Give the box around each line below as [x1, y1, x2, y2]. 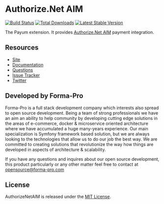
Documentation [12, 61, 44, 67]
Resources [5, 43, 39, 52]
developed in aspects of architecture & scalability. [5, 146, 106, 152]
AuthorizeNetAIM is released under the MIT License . [5, 194, 111, 200]
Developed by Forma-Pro [5, 92, 83, 100]
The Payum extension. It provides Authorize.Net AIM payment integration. [5, 29, 155, 35]
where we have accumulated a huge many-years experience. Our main [5, 125, 148, 131]
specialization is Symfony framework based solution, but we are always [5, 131, 150, 137]
